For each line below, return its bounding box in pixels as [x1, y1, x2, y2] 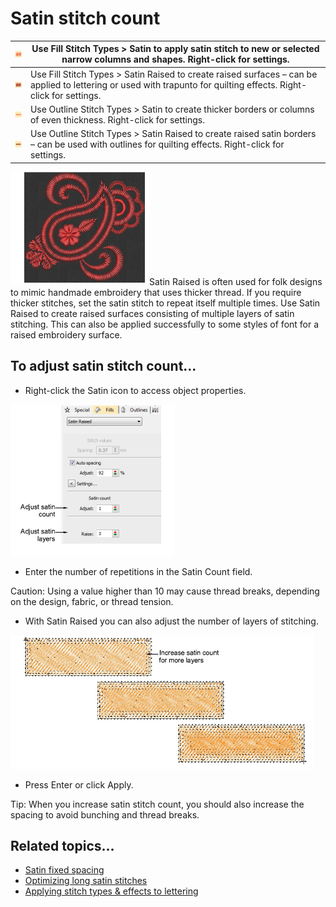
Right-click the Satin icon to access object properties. [24, 384, 247, 396]
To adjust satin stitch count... [10, 358, 197, 375]
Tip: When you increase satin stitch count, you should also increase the [10, 798, 305, 810]
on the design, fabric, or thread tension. [10, 595, 174, 607]
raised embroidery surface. [10, 328, 123, 341]
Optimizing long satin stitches [24, 875, 148, 887]
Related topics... [10, 837, 115, 854]
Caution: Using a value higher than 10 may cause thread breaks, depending [10, 585, 320, 597]
